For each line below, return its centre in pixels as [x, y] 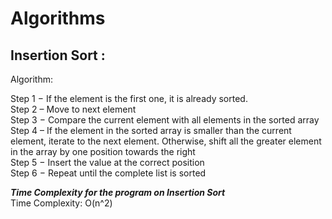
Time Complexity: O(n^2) [61, 203]
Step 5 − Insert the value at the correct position [107, 162]
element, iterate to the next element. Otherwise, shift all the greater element [166, 141]
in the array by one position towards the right [103, 151]
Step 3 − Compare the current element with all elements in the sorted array [165, 120]
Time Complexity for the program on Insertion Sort [118, 192]
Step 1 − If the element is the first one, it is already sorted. [129, 98]
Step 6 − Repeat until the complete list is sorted [108, 173]
